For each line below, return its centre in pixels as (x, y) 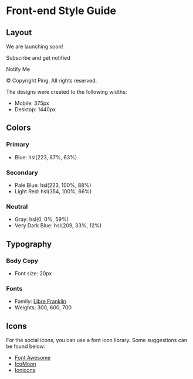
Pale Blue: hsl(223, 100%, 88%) (53, 185)
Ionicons (25, 370)
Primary (18, 145)
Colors (18, 128)
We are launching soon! (35, 46)
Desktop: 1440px (35, 109)
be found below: (26, 346)
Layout (19, 33)
